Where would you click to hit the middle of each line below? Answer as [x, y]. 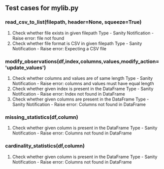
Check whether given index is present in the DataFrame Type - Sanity [83, 89]
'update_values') [26, 68]
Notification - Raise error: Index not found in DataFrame [69, 94]
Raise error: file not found [38, 38]
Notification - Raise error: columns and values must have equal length [83, 83]
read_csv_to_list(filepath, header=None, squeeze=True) [73, 22]
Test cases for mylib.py [42, 8]
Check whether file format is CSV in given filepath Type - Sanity [77, 43]
